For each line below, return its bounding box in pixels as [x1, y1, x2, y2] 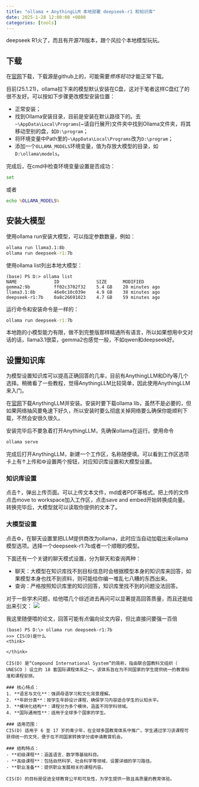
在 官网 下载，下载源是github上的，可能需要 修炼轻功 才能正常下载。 [6, 73, 167, 80]
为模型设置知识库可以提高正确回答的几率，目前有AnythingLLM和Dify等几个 [6, 372, 188, 379]
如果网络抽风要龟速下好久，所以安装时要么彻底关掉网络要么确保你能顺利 [6, 407, 182, 414]
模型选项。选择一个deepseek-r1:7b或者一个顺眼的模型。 [6, 542, 143, 549]
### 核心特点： [6, 684, 40, 690]
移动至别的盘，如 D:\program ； [14, 128, 89, 135]
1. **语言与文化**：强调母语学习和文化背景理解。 [6, 691, 113, 697]
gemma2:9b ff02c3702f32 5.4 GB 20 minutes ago [6, 284, 161, 290]
